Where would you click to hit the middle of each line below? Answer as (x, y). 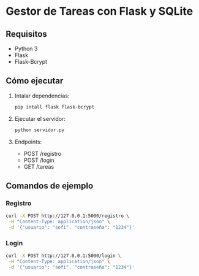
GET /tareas (39, 166)
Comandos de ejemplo (50, 186)
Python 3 (26, 48)
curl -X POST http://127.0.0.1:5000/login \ (63, 256)
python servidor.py (39, 130)
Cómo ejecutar (35, 81)
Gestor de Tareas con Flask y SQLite (99, 11)
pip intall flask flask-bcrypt (54, 107)
